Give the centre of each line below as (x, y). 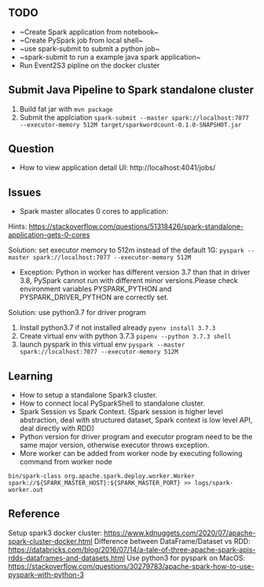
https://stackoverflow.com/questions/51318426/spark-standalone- (136, 226)
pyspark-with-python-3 (46, 574)
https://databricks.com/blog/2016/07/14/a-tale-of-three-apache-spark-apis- (132, 549)
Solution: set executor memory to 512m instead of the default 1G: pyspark (126, 250)
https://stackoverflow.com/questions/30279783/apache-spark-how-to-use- (131, 566)
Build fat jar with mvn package (66, 108)
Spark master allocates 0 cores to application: (94, 211)
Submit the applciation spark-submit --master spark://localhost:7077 (134, 117)
